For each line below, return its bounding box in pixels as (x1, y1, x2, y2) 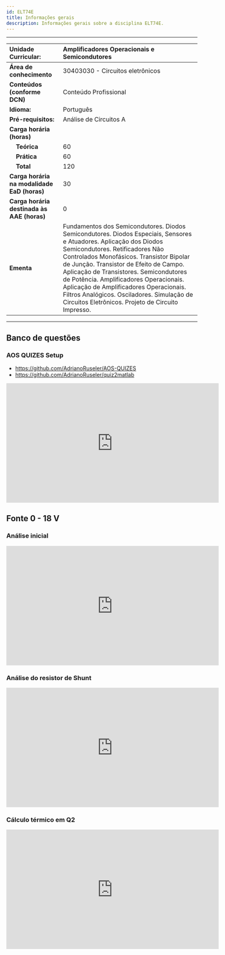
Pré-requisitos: (9, 115, 55, 124)
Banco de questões (6, 332, 81, 343)
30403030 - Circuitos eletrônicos (62, 67, 161, 75)
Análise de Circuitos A (62, 115, 126, 124)
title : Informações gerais (6, 15, 75, 21)
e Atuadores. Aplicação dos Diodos (62, 237, 163, 246)
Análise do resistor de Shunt (6, 673, 92, 682)
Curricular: (9, 53, 41, 61)
